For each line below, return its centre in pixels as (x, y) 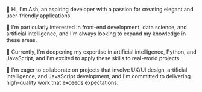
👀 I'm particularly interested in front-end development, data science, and (96, 27)
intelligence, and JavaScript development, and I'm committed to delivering (99, 76)
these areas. (22, 40)
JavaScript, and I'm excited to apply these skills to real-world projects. (94, 58)
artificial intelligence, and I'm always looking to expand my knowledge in (96, 34)
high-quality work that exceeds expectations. (62, 82)
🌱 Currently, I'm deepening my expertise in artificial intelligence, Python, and (102, 52)
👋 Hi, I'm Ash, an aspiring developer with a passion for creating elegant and (100, 9)
